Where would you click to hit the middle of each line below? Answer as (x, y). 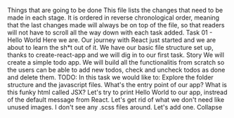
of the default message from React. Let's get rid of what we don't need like (116, 100)
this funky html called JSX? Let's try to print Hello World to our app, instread (117, 92)
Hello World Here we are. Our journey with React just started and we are (112, 40)
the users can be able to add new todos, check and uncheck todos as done (116, 70)
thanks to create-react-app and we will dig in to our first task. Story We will (116, 55)
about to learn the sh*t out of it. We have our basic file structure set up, (110, 47)
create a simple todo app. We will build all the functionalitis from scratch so (116, 62)
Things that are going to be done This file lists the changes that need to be (115, 10)
